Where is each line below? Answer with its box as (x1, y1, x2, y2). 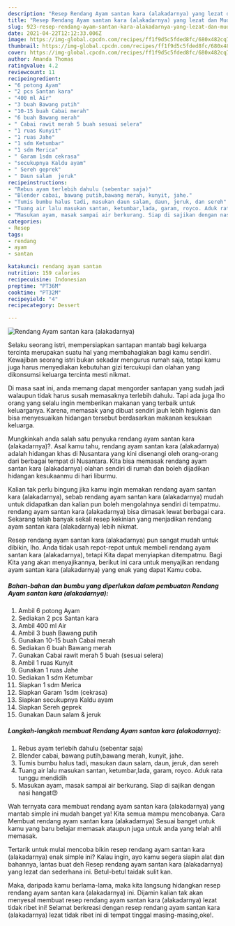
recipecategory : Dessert (8, 302, 80, 309)
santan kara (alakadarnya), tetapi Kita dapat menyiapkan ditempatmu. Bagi (8, 551, 222, 559)
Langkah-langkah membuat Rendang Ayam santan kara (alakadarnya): (8, 726, 222, 735)
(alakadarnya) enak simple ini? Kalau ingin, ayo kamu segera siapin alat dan (8, 853, 225, 861)
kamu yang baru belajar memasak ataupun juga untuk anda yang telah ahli (8, 825, 222, 833)
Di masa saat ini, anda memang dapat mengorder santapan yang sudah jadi (8, 384, 225, 392)
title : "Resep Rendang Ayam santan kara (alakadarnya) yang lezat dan (8, 17, 218, 24)
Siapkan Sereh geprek (17, 703, 82, 712)
